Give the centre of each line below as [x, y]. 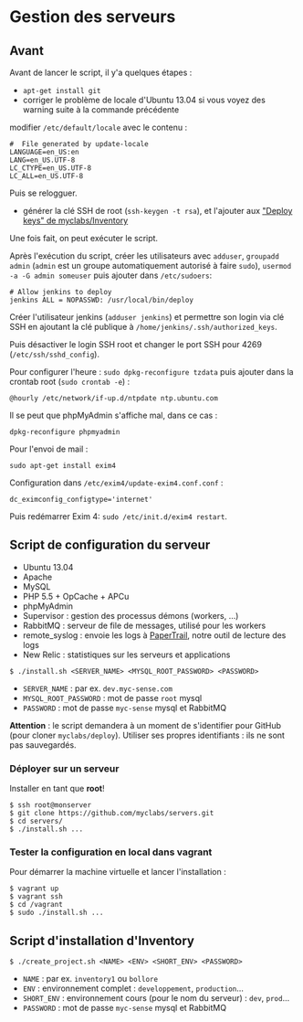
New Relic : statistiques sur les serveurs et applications [126, 655]
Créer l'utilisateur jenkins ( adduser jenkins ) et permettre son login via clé [147, 317]
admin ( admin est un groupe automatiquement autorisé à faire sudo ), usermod [151, 266]
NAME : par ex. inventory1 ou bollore [90, 979]
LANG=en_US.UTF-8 [42, 160]
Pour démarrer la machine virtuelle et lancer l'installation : [118, 872]
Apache [37, 577]
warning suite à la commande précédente [101, 110]
